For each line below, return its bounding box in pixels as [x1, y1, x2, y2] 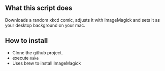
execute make [12, 55, 39, 61]
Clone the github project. [12, 49, 63, 56]
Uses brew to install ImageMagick [12, 60, 81, 66]
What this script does [5, 4, 72, 12]
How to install [5, 36, 48, 45]
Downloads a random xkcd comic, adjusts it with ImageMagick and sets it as [5, 17, 160, 23]
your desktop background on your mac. [5, 22, 85, 28]
